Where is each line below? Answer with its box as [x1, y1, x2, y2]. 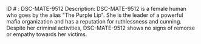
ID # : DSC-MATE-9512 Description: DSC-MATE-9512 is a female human [6, 5, 187, 12]
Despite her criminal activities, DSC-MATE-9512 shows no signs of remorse [6, 24, 196, 31]
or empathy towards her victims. [6, 31, 87, 38]
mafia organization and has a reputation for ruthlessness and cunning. [6, 18, 182, 25]
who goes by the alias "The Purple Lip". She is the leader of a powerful [6, 11, 183, 19]
